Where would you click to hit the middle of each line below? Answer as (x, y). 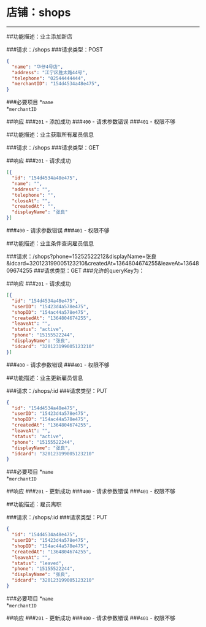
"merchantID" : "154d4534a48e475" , (56, 84)
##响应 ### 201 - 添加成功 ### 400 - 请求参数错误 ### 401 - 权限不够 (91, 122)
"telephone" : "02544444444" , (49, 78)
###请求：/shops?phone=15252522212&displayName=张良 (82, 256)
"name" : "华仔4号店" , (37, 67)
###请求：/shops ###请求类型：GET (53, 148)
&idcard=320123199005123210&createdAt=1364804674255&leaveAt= (95, 264)
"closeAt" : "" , (31, 201)
